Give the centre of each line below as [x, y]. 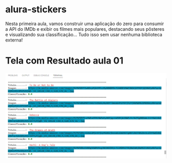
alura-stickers [36, 9]
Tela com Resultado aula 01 [64, 61]
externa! [14, 40]
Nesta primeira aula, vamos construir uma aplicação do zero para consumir [85, 24]
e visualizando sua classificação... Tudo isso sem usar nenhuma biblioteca [84, 34]
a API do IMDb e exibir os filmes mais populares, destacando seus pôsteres [85, 29]
